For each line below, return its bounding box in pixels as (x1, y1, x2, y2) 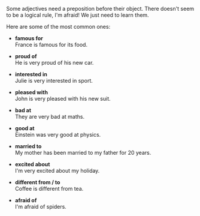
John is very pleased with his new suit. (14, 95, 111, 102)
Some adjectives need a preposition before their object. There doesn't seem (6, 5, 195, 12)
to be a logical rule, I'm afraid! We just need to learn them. (6, 11, 149, 19)
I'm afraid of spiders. (14, 203, 67, 210)
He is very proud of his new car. (14, 59, 94, 66)
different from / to (14, 179, 60, 185)
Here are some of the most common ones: (6, 23, 111, 30)
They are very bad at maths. (14, 113, 85, 120)
